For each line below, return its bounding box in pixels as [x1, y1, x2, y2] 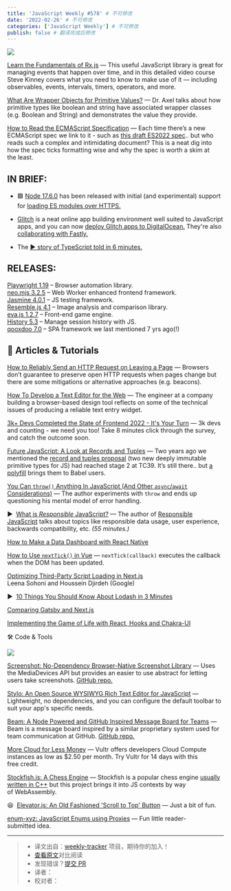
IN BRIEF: [7, 173, 47, 185]
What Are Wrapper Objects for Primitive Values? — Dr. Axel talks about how [7, 96, 221, 104]
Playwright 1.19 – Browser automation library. [7, 281, 133, 289]
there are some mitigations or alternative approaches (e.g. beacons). [7, 377, 202, 385]
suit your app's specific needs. [7, 703, 94, 712]
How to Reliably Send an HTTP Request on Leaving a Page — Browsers [7, 363, 210, 371]
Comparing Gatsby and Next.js [7, 605, 94, 613]
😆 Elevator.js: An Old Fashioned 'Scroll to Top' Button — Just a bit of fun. [7, 801, 217, 809]
